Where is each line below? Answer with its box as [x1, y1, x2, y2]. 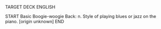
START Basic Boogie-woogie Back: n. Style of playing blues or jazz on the [5, 14, 157, 19]
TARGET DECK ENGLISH [5, 4, 56, 10]
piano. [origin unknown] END [5, 19, 65, 24]
